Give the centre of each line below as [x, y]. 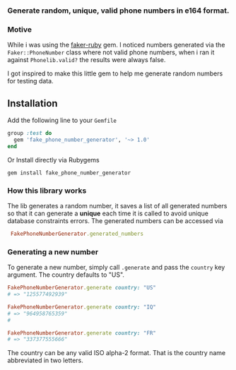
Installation [33, 103]
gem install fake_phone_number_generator [69, 173]
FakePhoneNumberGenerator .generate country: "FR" [82, 333]
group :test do [30, 133]
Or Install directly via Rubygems [54, 160]
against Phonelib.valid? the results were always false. [87, 60]
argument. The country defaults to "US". [66, 275]
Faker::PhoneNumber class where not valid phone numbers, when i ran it [111, 52]
